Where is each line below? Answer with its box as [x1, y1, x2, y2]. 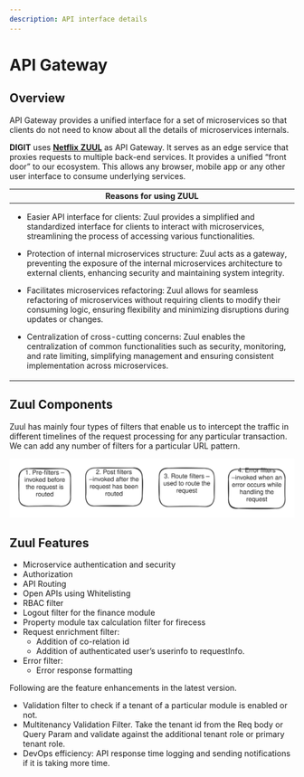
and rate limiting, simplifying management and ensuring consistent [26, 351, 274, 362]
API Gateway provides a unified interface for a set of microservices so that [9, 114, 288, 126]
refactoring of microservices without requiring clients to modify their [26, 295, 281, 306]
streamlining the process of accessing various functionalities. [26, 231, 255, 242]
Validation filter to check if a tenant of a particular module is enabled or [22, 700, 288, 711]
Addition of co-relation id [35, 636, 129, 647]
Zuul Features [9, 535, 90, 551]
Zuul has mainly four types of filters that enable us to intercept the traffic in [9, 421, 290, 431]
